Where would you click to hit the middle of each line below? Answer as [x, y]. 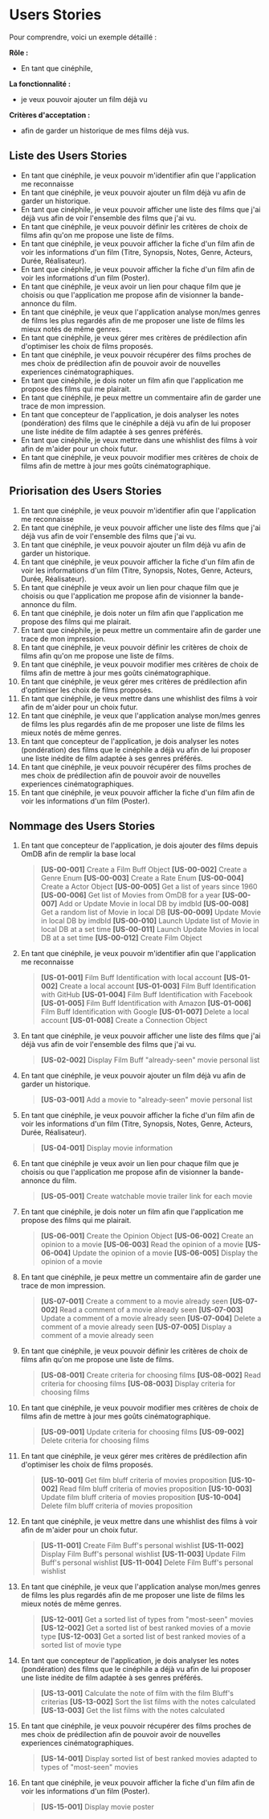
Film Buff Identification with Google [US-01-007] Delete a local [145, 1012]
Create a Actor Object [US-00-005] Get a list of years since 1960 [149, 887]
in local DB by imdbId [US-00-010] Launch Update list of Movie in [150, 921]
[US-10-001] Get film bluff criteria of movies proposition [134, 1480]
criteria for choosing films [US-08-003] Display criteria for [138, 1384]
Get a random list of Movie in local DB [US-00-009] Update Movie [151, 912]
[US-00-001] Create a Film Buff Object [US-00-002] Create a [144, 869]
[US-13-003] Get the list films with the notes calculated [133, 1710]
